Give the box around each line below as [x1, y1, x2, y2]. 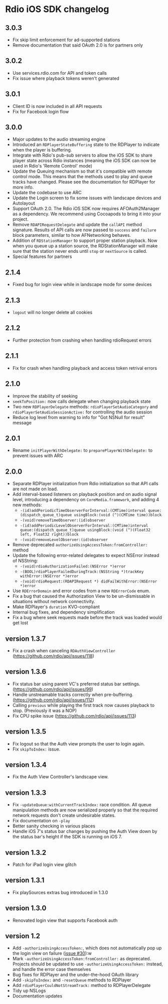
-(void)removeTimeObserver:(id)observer [20, 518, 106, 523]
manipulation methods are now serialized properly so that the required [12, 807, 158, 813]
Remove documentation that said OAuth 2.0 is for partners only [12, 42, 143, 48]
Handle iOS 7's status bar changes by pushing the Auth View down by [12, 828, 157, 834]
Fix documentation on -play [12, 818, 70, 824]
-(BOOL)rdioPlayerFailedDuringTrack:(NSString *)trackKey [20, 569, 144, 575]
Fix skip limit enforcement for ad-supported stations [12, 37, 120, 43]
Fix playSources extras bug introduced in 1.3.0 [12, 889, 108, 895]
